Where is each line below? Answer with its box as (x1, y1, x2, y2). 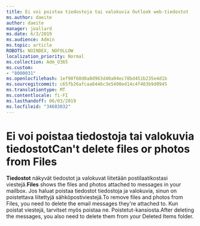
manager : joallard (6, 25, 52, 32)
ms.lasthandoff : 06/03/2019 (6, 98, 77, 104)
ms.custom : (6, 64, 34, 71)
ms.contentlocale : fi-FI (6, 92, 68, 98)
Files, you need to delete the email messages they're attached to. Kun (6, 200, 178, 207)
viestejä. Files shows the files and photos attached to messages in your (6, 181, 181, 188)
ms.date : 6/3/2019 (6, 31, 52, 37)
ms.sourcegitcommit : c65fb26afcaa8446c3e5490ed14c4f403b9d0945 (6, 82, 168, 88)
